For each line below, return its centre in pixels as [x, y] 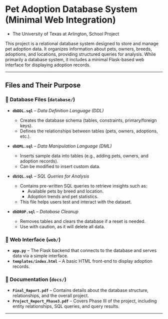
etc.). [25, 136]
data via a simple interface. [40, 256]
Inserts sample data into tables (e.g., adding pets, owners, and [84, 155]
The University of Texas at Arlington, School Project [66, 34]
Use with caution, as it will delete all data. [62, 226]
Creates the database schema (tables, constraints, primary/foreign [88, 120]
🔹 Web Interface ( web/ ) [33, 239]
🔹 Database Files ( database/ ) [40, 100]
